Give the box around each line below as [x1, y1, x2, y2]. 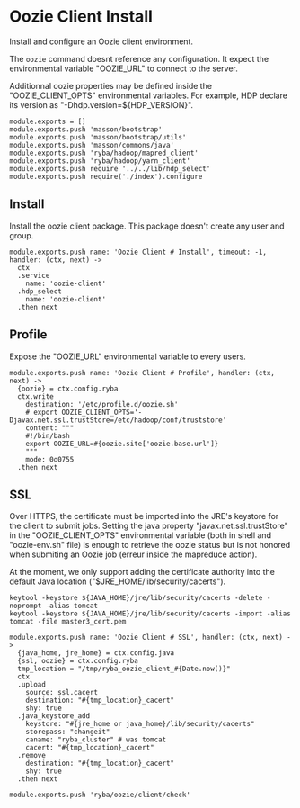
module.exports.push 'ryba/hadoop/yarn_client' [9, 156, 191, 166]
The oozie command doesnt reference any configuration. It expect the [9, 53, 269, 64]
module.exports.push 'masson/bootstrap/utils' [9, 132, 187, 141]
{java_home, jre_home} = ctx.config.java [17, 649, 175, 658]
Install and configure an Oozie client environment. [9, 36, 193, 47]
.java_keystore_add [17, 712, 91, 721]
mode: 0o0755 [25, 454, 75, 464]
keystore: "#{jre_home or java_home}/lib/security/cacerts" [25, 720, 255, 729]
